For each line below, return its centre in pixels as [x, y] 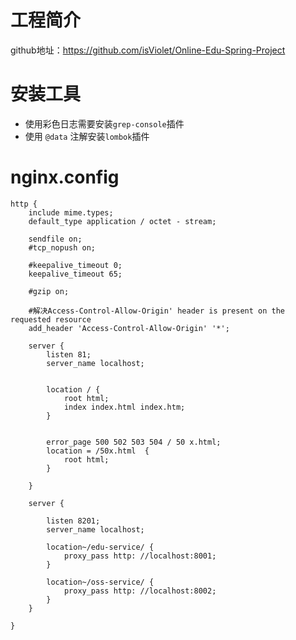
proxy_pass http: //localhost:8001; [140, 556]
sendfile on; [55, 239]
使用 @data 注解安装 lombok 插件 [87, 136]
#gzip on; [49, 291]
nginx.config [65, 177]
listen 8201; [73, 521]
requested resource [51, 319]
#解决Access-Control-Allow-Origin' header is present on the [156, 311]
